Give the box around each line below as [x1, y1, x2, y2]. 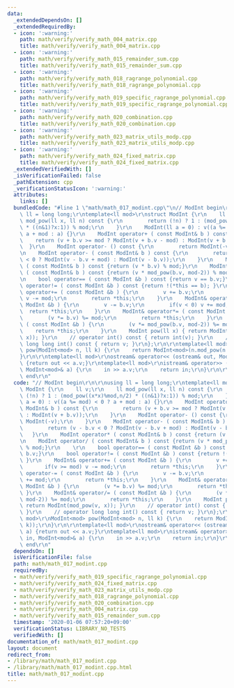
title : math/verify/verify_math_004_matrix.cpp [19, 42, 160, 49]
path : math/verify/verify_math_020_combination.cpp [19, 114, 173, 120]
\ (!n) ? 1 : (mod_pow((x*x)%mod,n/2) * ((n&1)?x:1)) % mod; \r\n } [19, 392, 229, 399]
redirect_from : [7, 651, 52, 658]
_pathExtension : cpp [13, 178, 73, 185]
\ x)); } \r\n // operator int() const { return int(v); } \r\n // [19, 334, 232, 341]
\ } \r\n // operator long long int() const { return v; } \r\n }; [19, 509, 219, 516]
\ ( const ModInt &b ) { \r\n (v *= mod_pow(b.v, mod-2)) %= [19, 321, 219, 328]
